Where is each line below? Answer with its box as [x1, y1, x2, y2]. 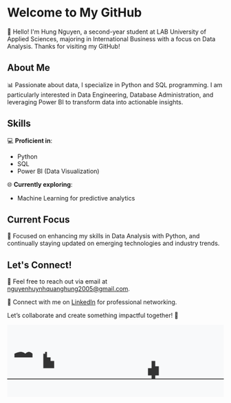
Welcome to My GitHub [7, 5, 142, 21]
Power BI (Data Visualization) [16, 167, 100, 175]
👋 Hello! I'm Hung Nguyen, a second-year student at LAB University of [7, 27, 206, 36]
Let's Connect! [7, 259, 72, 270]
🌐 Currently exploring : [7, 180, 73, 188]
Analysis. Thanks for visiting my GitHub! [7, 42, 120, 50]
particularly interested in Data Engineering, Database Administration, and [7, 91, 214, 99]
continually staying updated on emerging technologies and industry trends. [7, 239, 220, 248]
